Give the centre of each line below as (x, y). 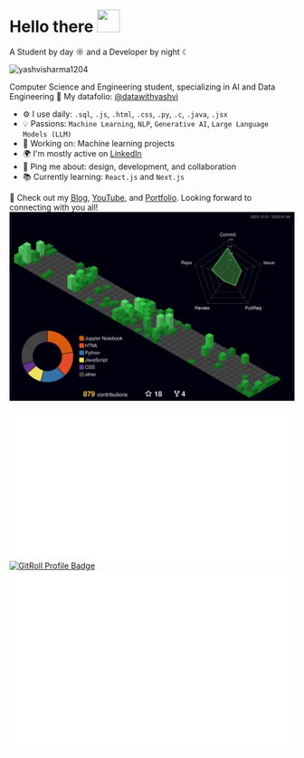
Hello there (52, 27)
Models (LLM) (47, 134)
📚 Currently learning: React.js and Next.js (104, 176)
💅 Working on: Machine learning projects (98, 143)
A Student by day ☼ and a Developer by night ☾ (100, 52)
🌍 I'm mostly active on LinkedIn (82, 153)
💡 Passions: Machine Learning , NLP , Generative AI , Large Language (145, 123)
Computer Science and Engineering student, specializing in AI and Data (142, 87)
